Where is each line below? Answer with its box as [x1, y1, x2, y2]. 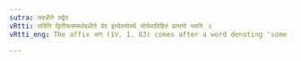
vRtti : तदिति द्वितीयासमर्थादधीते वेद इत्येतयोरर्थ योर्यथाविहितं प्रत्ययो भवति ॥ [9, 22, 212, 30]
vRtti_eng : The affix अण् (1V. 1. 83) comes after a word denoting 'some [9, 30, 288, 39]
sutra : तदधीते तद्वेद [9, 13, 69, 22]
